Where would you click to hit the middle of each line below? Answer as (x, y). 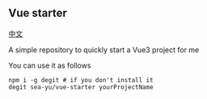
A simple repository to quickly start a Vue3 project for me (104, 49)
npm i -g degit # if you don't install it (81, 80)
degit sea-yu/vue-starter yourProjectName (81, 87)
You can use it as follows (50, 65)
